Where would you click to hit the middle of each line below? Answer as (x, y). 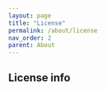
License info (39, 78)
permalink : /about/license (53, 30)
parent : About (32, 45)
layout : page (30, 16)
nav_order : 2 (30, 38)
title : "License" (37, 23)
